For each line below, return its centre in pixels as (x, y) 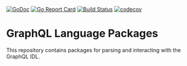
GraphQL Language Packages (82, 34)
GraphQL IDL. (23, 56)
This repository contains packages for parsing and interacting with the (93, 50)
